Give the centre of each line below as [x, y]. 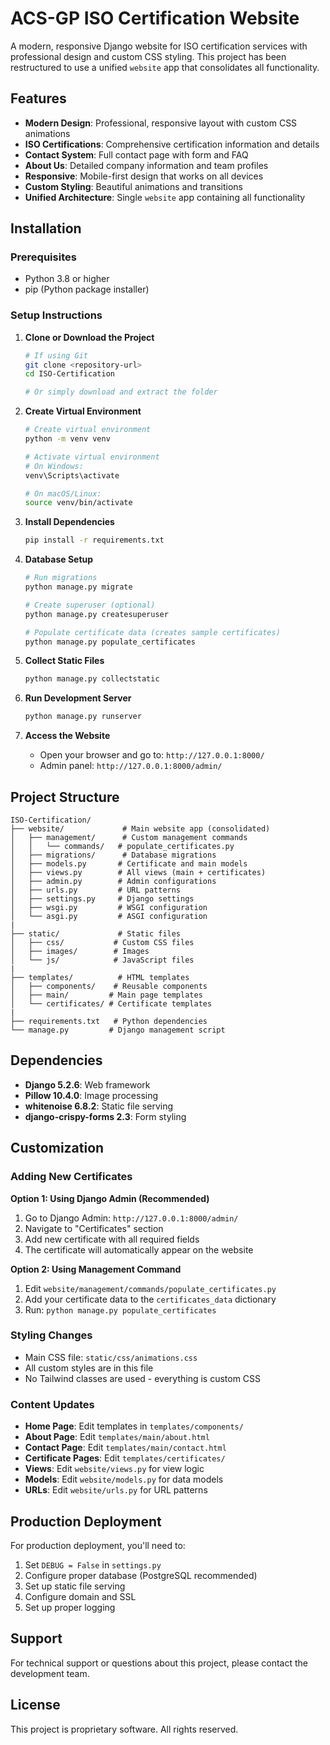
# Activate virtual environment [92, 457]
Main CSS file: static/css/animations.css [111, 1357]
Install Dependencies [69, 522]
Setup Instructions [56, 315]
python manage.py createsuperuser [96, 614]
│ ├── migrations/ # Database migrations [113, 855]
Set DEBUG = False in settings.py [93, 1564]
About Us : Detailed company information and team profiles [146, 165]
